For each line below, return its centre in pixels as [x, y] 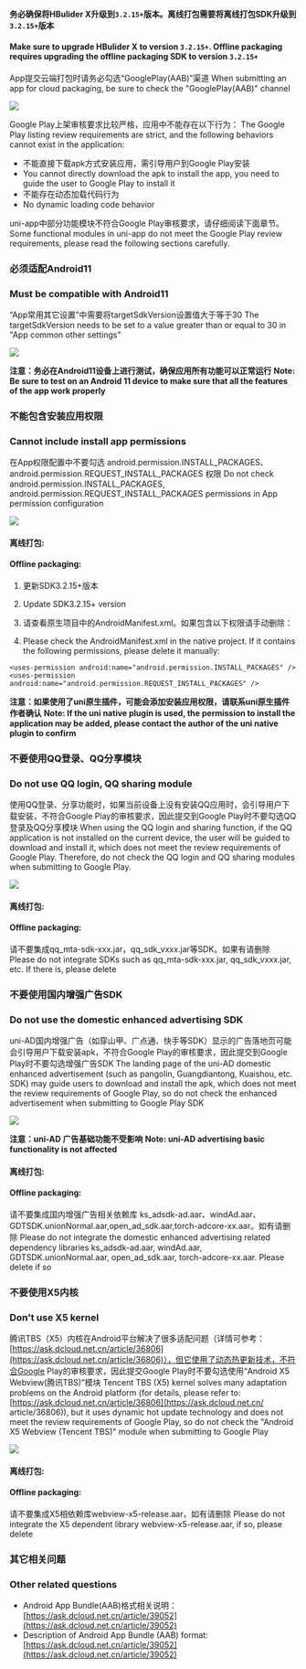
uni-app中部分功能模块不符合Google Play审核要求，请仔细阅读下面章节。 [147, 223]
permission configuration [57, 504]
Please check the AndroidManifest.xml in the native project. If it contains [159, 641]
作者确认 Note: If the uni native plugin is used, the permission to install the [153, 713]
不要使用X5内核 [44, 1292]
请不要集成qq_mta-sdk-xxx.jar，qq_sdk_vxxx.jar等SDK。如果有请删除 [140, 949]
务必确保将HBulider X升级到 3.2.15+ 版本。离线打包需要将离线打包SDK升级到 [153, 14]
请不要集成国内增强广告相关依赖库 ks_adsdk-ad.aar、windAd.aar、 [135, 1214]
